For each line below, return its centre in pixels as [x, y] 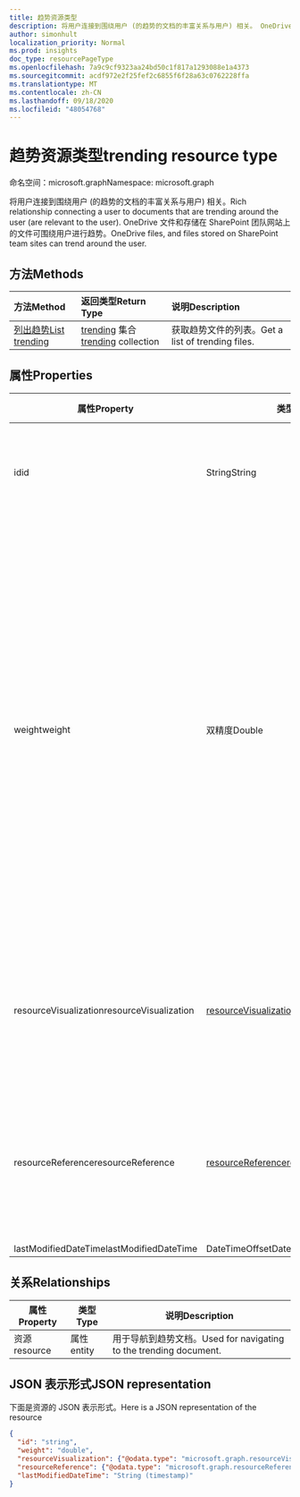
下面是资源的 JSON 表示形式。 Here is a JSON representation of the [133, 1408]
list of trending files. [212, 341]
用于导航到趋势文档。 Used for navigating [198, 1339]
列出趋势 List [39, 330]
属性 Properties [51, 375]
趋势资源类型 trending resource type [144, 156]
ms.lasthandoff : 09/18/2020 [62, 101]
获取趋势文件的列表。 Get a [227, 330]
